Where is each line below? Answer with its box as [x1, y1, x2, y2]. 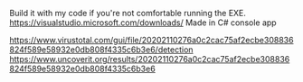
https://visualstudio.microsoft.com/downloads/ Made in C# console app [9, 17, 278, 28]
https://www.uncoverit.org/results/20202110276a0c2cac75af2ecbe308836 [9, 54, 290, 64]
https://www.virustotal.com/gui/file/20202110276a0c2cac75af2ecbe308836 [9, 35, 294, 45]
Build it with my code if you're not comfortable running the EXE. [9, 8, 247, 18]
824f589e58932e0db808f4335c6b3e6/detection [9, 44, 194, 55]
